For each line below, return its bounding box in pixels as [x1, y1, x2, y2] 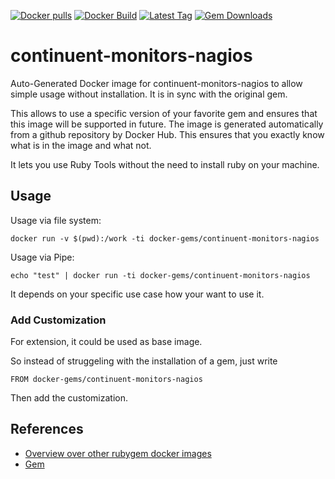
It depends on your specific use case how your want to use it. [10, 288, 265, 300]
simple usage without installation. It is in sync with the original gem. [10, 88, 288, 100]
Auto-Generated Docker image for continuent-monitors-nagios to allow [10, 77, 303, 89]
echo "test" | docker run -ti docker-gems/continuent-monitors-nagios [10, 270, 311, 280]
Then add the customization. [10, 392, 129, 404]
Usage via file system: [10, 214, 102, 226]
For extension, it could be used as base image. [10, 336, 203, 348]
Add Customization [10, 313, 107, 327]
